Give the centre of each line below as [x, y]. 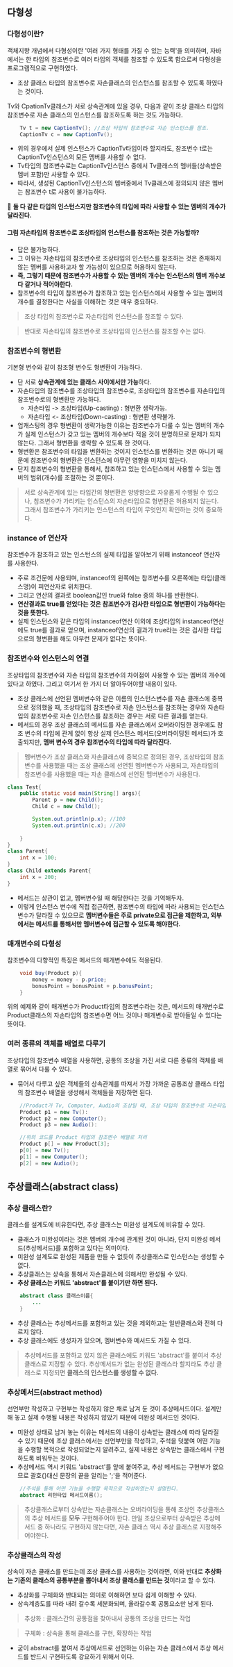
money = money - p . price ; [70, 979]
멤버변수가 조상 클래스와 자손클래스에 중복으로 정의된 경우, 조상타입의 [118, 757]
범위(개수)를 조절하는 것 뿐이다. [72, 477]
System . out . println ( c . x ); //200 [79, 826]
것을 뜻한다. [33, 613]
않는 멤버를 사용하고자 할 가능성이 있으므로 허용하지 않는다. [97, 267]
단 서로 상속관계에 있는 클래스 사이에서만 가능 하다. [84, 381]
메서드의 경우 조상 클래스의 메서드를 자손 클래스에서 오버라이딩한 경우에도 [116, 724]
